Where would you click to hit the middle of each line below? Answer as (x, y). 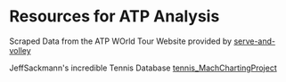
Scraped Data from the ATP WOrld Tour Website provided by (121, 41)
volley (20, 50)
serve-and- (255, 41)
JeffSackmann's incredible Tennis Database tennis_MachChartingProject (143, 68)
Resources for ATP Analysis (114, 16)
